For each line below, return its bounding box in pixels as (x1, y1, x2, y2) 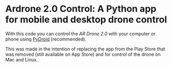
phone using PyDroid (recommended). (5, 36, 86, 42)
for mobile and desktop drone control (5, 14, 167, 25)
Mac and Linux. (5, 56, 38, 62)
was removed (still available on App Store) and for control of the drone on (5, 51, 161, 57)
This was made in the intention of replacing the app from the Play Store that (5, 46, 165, 52)
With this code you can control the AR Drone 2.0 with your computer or (5, 30, 156, 37)
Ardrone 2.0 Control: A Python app (5, 3, 157, 15)
